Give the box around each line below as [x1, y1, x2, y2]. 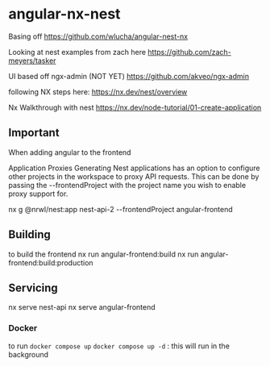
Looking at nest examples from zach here [8, 47, 147, 56]
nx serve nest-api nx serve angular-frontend [8, 302, 156, 312]
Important [8, 126, 60, 140]
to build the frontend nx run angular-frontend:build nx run [8, 249, 199, 259]
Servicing [8, 281, 58, 294]
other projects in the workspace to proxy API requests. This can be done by [8, 171, 260, 181]
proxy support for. [8, 189, 69, 198]
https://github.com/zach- [147, 47, 231, 56]
